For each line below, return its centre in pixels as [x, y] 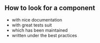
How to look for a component [50, 8]
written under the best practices [44, 35]
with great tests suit [32, 25]
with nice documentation [37, 20]
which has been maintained [40, 30]
